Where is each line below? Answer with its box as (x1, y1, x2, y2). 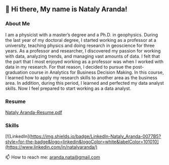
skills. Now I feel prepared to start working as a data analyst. (5, 85, 132, 91)
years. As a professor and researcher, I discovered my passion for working (5, 47, 161, 53)
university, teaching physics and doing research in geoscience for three (5, 42, 155, 48)
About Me (5, 20, 30, 27)
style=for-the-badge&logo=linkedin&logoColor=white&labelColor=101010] (5, 139, 159, 145)
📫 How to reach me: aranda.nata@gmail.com (5, 154, 100, 160)
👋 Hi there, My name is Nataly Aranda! (5, 5, 128, 14)
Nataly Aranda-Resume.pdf (5, 109, 62, 115)
